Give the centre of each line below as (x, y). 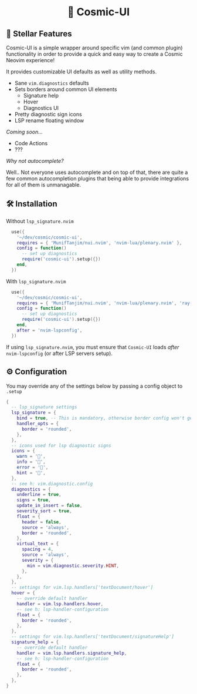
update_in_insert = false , (50, 506)
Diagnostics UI (41, 108)
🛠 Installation (32, 204)
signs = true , (34, 500)
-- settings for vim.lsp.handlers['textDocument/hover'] (82, 588)
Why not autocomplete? (35, 161)
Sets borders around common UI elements (66, 89)
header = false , (41, 522)
